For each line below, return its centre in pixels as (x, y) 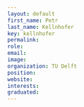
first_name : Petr (33, 20)
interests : (23, 86)
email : (17, 53)
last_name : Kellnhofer (41, 27)
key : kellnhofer (31, 33)
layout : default (31, 14)
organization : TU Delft (42, 66)
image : (17, 60)
